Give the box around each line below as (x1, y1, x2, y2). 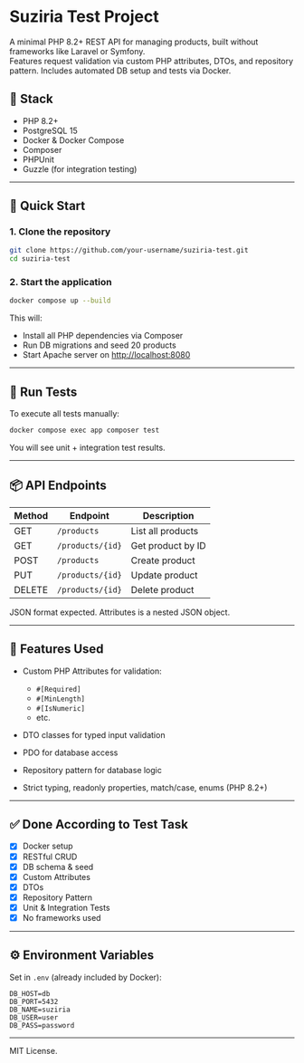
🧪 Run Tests (9, 384, 78, 399)
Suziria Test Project (9, 6, 160, 27)
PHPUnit (22, 154, 54, 165)
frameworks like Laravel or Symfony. (9, 45, 146, 56)
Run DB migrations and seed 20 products (22, 340, 176, 350)
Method (14, 509, 49, 522)
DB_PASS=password (9, 1020, 75, 1029)
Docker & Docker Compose (22, 134, 125, 146)
